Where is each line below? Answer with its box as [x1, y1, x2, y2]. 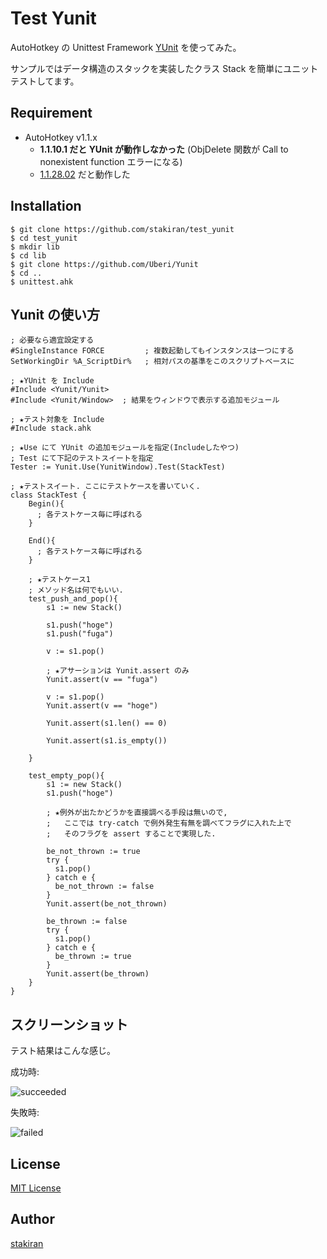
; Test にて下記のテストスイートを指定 [10, 453, 154, 464]
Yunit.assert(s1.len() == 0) [46, 718, 168, 729]
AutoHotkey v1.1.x [24, 131, 98, 143]
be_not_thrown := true [46, 847, 141, 857]
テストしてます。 [10, 75, 80, 87]
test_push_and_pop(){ [28, 594, 118, 604]
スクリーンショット [10, 1016, 128, 1033]
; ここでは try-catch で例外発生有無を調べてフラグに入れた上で [46, 818, 292, 829]
